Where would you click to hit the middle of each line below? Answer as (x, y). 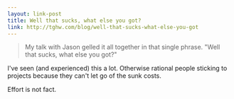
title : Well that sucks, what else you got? (74, 21)
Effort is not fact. (32, 90)
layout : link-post (34, 14)
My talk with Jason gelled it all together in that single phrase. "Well (122, 47)
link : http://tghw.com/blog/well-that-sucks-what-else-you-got (103, 27)
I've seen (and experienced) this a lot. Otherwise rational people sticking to (117, 69)
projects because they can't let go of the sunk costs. (85, 76)
